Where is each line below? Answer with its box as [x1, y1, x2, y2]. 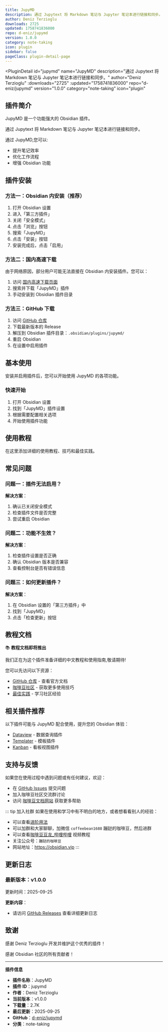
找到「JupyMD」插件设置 [12, 405, 65, 411]
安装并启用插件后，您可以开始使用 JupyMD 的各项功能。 [5, 373, 121, 379]
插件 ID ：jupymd [12, 983, 46, 989]
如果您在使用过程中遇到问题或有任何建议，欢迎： [5, 775, 106, 781]
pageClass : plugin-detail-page [5, 54, 70, 59]
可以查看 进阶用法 [12, 819, 48, 825]
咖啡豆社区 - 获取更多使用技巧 [12, 684, 74, 690]
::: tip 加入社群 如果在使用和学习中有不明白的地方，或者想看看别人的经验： [5, 809, 158, 815]
